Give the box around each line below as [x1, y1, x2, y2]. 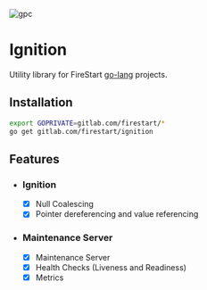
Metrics [35, 272, 64, 283]
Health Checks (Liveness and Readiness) [35, 261, 187, 272]
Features [9, 152, 60, 167]
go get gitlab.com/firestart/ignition [9, 127, 153, 136]
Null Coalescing [35, 199, 94, 210]
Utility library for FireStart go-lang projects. [9, 69, 168, 79]
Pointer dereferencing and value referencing [35, 209, 199, 220]
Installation [9, 95, 73, 111]
